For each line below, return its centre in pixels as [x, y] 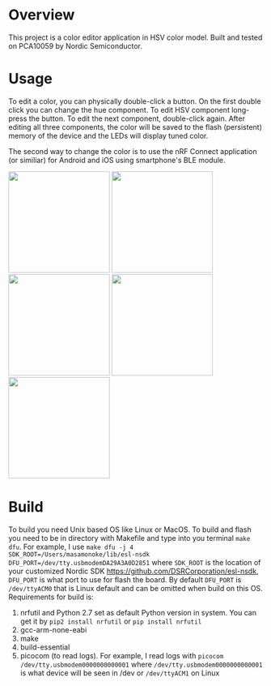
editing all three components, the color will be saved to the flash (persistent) [135, 126]
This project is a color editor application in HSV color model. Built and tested [135, 37]
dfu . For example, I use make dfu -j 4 [71, 547]
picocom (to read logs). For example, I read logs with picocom [122, 655]
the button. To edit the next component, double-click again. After [137, 118]
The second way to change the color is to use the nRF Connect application [133, 151]
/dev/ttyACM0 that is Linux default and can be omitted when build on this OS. [135, 588]
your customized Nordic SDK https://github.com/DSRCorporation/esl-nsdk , [133, 571]
